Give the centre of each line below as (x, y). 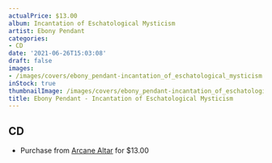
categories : (28, 38)
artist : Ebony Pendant (47, 31)
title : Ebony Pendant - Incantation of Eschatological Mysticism (121, 98)
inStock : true (32, 83)
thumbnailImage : (36, 91)
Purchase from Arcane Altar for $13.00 (85, 151)
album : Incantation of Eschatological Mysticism (92, 23)
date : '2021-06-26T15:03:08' (57, 53)
